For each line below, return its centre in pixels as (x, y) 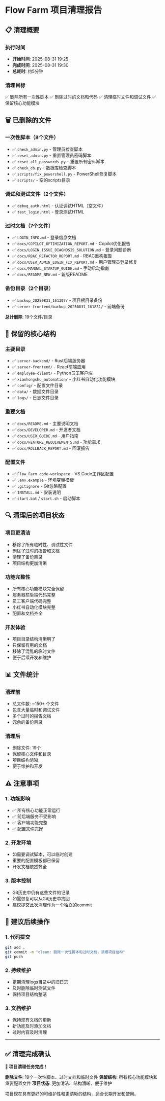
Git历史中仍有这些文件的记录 (41, 892)
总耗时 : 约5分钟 (28, 71)
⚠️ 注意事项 (22, 783)
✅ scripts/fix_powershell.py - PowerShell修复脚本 (64, 174)
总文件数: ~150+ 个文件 (36, 704)
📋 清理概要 (22, 30)
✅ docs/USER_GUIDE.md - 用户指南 (45, 436)
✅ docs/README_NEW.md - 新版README (50, 275)
